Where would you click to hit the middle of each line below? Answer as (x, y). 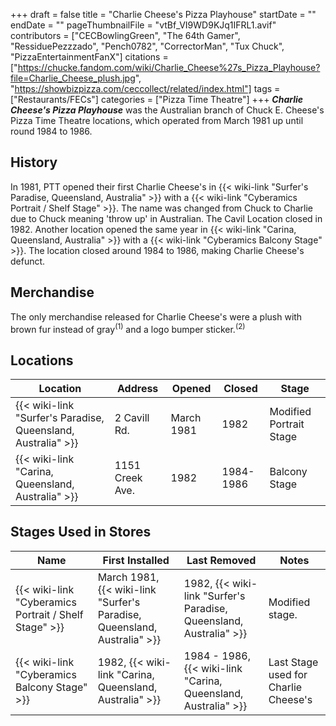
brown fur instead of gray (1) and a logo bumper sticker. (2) (128, 328)
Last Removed (221, 560)
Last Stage (293, 662)
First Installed (136, 560)
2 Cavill (132, 418)
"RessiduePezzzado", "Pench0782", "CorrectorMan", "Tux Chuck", (147, 46)
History (34, 162)
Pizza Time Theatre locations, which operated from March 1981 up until (157, 120)
